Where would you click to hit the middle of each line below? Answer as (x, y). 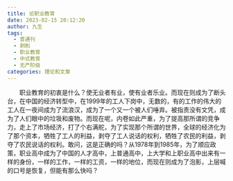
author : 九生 (25, 26)
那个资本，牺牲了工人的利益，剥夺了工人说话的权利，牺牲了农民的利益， (116, 135)
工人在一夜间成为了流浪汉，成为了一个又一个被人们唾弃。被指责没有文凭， (113, 110)
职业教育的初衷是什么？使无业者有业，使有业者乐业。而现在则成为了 (116, 92)
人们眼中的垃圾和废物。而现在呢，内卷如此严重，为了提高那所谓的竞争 (119, 118)
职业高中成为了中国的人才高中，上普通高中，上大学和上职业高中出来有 (119, 153)
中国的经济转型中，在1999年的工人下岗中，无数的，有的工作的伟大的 (123, 101)
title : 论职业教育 (31, 14)
